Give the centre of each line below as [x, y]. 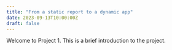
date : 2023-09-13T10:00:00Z [42, 18]
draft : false [23, 23]
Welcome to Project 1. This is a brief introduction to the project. [86, 41]
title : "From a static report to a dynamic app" [70, 12]
